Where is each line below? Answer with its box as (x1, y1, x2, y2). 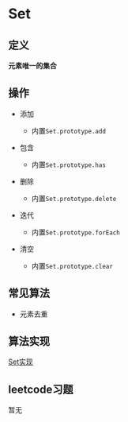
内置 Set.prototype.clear (31, 261, 113, 270)
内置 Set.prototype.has (31, 160, 107, 169)
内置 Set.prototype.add (31, 126, 107, 135)
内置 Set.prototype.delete (31, 193, 117, 203)
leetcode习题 (8, 382, 73, 396)
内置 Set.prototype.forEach (31, 227, 120, 237)
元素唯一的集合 (8, 61, 57, 70)
